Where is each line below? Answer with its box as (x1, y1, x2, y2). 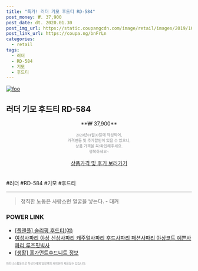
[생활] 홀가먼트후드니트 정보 (14, 249, 79, 256)
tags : (6, 47, 19, 53)
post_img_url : (6, 25, 41, 31)
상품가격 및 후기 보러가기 (70, 160, 128, 167)
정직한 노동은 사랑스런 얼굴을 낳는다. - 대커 (20, 198, 119, 205)
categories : (6, 36, 35, 42)
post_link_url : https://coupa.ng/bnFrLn (6, 31, 107, 37)
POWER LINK (6, 212, 44, 221)
